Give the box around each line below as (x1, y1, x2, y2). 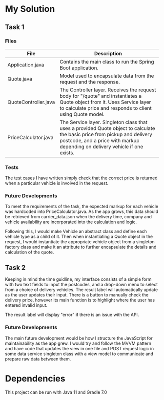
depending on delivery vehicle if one (59, 143, 143, 150)
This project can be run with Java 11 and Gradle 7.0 (5, 389, 107, 395)
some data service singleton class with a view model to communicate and (5, 351, 154, 357)
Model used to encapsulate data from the (59, 72, 154, 79)
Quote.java (7, 75, 33, 82)
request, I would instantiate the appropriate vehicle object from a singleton (5, 239, 155, 245)
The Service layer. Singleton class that (59, 119, 148, 126)
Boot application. (59, 64, 99, 71)
